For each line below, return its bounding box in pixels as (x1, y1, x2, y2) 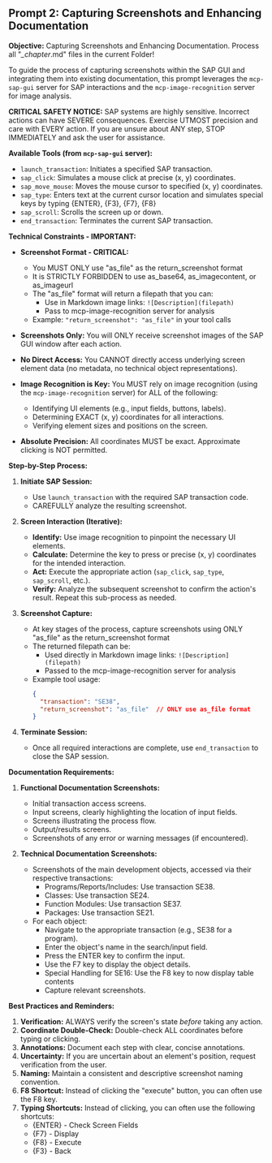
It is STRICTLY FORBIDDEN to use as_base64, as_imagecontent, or (32, 271, 257, 281)
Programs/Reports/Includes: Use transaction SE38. (44, 882, 215, 892)
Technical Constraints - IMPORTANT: (8, 231, 136, 241)
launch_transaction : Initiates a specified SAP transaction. (19, 164, 213, 174)
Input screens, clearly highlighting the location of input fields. (32, 808, 238, 817)
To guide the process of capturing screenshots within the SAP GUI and (8, 65, 245, 75)
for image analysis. (8, 91, 72, 101)
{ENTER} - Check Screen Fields (32, 1120, 139, 1131)
